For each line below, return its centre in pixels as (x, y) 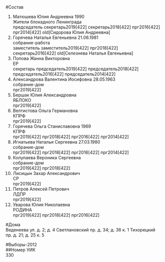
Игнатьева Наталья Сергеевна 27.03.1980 (56, 142)
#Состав (15, 7)
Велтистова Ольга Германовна (45, 111)
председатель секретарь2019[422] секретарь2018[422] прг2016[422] (86, 27)
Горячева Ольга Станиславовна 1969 (52, 126)
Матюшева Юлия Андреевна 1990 (49, 16)
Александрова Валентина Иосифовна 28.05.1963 (64, 79)
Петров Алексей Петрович (41, 189)
